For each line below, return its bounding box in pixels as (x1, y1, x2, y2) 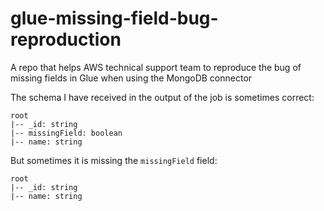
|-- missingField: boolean (10, 128, 123, 138)
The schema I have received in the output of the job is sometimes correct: (10, 91, 315, 103)
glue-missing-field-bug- (10, 7, 219, 30)
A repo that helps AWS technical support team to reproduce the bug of (10, 61, 302, 73)
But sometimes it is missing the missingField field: (10, 154, 218, 166)
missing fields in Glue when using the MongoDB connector (10, 72, 253, 84)
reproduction (10, 28, 122, 51)
